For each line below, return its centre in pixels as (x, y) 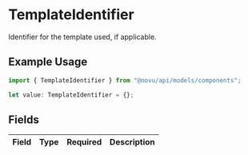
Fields (24, 119)
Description (132, 142)
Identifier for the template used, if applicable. (83, 37)
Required (84, 142)
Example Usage (48, 62)
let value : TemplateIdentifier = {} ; (71, 95)
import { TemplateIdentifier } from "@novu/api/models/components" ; (125, 80)
